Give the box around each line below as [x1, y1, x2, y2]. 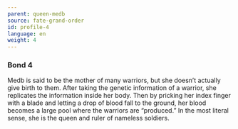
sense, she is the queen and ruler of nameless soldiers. [7, 114, 170, 123]
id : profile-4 [7, 23, 50, 30]
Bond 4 [7, 60, 33, 70]
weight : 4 [7, 37, 37, 44]
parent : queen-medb [7, 10, 66, 18]
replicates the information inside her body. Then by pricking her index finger [7, 91, 232, 100]
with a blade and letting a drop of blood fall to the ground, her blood [7, 99, 207, 107]
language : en [7, 30, 46, 38]
